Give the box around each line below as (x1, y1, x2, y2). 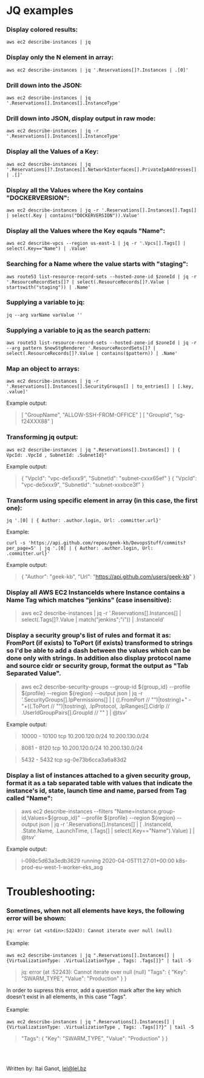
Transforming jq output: (6, 433, 78, 441)
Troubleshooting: (6, 885, 96, 899)
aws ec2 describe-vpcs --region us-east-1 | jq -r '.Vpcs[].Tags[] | (6, 241, 186, 247)
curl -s (6, 540, 26, 546)
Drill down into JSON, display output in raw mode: (6, 114, 156, 122)
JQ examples (6, 4, 74, 18)
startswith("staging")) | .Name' (6, 284, 91, 290)
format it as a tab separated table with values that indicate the (6, 778, 193, 787)
